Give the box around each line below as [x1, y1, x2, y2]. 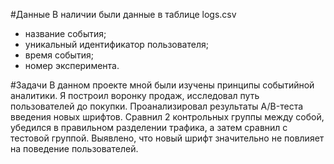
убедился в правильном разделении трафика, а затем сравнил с [10, 122, 288, 133]
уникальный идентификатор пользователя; [24, 39, 209, 50]
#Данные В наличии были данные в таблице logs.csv [10, 9, 237, 20]
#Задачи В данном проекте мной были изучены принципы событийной [10, 79, 315, 91]
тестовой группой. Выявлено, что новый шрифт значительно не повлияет [10, 132, 325, 144]
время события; [24, 49, 94, 61]
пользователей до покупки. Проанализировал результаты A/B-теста [10, 100, 304, 112]
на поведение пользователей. [10, 143, 139, 154]
